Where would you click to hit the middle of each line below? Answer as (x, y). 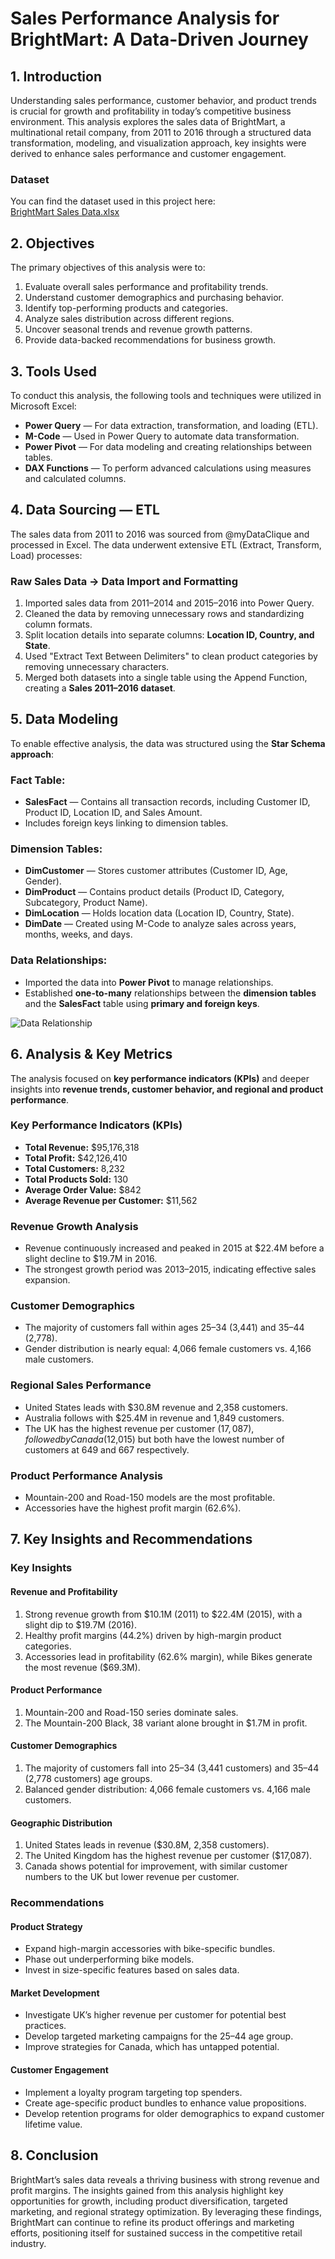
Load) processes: (46, 555)
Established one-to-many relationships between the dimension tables (170, 993)
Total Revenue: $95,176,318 (82, 1147)
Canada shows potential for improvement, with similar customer (156, 1866)
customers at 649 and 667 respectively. (107, 1449)
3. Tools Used (53, 371)
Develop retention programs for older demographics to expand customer (174, 2113)
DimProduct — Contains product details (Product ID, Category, (154, 892)
